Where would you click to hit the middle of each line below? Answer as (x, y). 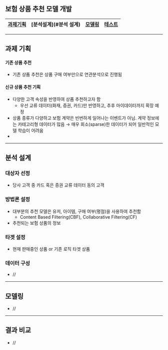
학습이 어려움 (30, 130)
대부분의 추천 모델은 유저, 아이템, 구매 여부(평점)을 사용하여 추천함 (77, 211)
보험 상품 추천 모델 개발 (39, 9)
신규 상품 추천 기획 (23, 87)
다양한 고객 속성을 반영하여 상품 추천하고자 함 (56, 99)
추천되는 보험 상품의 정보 (36, 223)
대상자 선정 (18, 173)
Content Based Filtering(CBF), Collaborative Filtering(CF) (78, 217)
